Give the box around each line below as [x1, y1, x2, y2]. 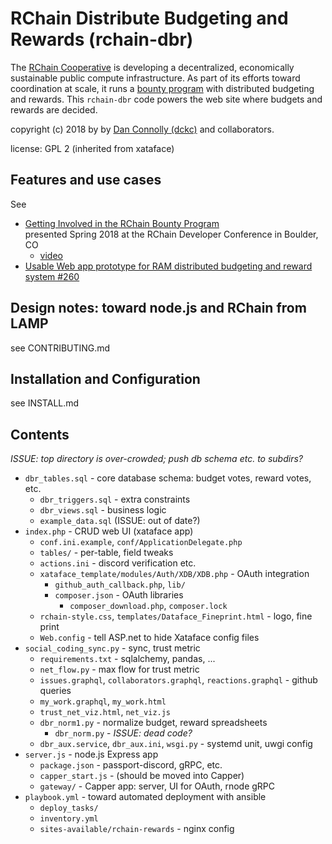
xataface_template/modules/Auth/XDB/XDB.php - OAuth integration [39, 568, 310, 580]
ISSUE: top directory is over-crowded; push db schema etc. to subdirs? [10, 453, 303, 465]
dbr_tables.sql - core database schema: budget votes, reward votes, [24, 472, 312, 484]
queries [39, 685, 72, 697]
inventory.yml [39, 814, 99, 824]
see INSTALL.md [10, 397, 80, 409]
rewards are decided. [10, 103, 98, 116]
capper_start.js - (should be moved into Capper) [39, 770, 245, 782]
